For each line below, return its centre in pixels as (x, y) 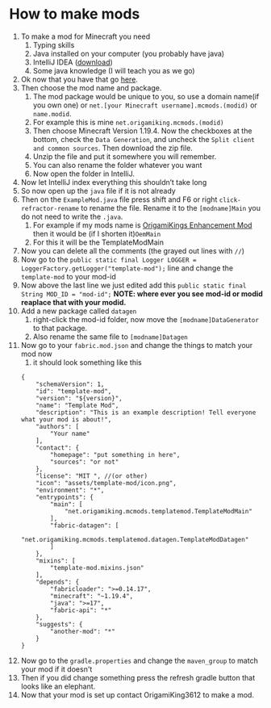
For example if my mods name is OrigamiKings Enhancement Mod (142, 225)
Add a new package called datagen (79, 311)
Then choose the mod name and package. (91, 88)
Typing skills (54, 44)
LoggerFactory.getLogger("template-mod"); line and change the (127, 268)
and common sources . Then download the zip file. (113, 148)
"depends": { (58, 582)
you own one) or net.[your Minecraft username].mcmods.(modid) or (145, 105)
